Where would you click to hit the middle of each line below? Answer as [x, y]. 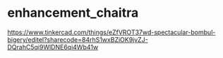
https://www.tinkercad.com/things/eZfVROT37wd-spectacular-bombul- [111, 32]
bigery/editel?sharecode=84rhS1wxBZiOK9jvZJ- [78, 39]
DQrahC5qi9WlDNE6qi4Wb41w [53, 47]
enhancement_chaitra [73, 13]
